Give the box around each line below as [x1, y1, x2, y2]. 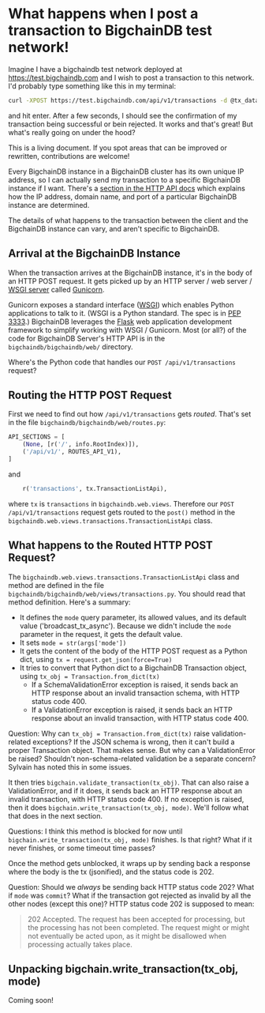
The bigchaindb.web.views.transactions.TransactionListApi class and [8, 572, 240, 582]
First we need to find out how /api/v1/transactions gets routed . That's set [8, 409, 252, 419]
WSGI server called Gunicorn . [8, 284, 105, 294]
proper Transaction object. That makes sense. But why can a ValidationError [8, 745, 256, 755]
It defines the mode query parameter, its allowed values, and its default [19, 612, 247, 622]
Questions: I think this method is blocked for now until [8, 827, 183, 836]
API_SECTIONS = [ [8, 433, 65, 441]
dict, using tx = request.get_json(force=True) [19, 654, 173, 664]
